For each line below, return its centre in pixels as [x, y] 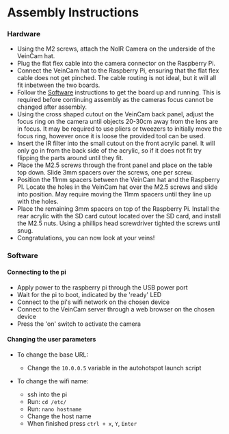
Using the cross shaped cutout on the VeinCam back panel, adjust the [115, 114]
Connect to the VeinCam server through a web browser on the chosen [116, 309]
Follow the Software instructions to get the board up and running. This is [119, 92]
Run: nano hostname [54, 409]
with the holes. [38, 202]
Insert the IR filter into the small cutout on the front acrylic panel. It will [116, 143]
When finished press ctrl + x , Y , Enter [82, 423]
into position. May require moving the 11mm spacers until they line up [114, 194]
